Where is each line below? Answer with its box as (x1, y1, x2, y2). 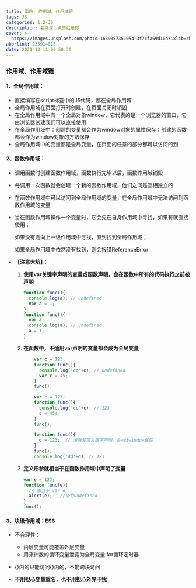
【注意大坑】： (14, 259, 48, 266)
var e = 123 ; (23, 476, 55, 483)
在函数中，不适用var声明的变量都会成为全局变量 (23, 345, 139, 352)
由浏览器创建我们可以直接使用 (14, 118, 86, 126)
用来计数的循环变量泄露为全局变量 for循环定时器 (23, 551, 139, 558)
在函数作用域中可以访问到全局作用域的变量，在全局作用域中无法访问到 (14, 194, 184, 201)
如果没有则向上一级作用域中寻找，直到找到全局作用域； (14, 233, 148, 240)
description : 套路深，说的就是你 (6, 25, 80, 31)
